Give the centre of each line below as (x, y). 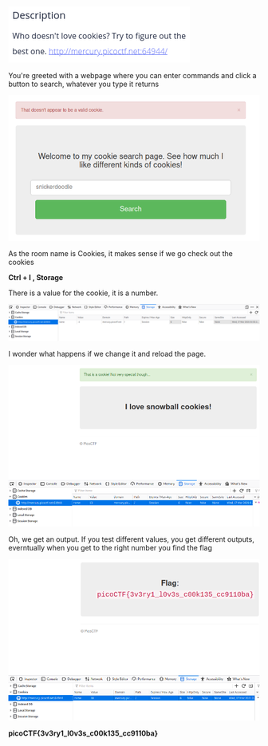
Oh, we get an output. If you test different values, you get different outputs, (132, 539)
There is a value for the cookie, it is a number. (83, 293)
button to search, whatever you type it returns (84, 84)
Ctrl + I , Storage (36, 278)
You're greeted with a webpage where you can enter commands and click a (132, 75)
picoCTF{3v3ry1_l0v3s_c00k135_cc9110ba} (83, 733)
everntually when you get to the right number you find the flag (110, 548)
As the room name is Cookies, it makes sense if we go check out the (121, 254)
